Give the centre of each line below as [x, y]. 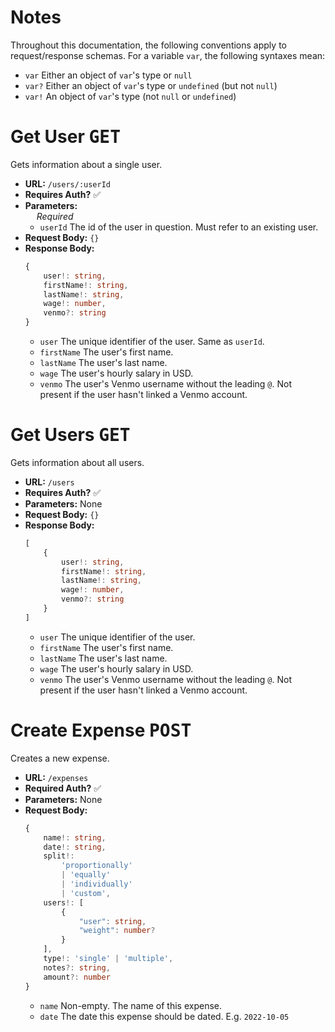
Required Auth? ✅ [63, 788]
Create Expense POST [101, 730]
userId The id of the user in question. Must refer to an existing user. [179, 227]
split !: [59, 856]
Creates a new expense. [60, 758]
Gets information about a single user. [86, 164]
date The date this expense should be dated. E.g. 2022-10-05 [164, 1016]
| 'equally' [86, 875]
